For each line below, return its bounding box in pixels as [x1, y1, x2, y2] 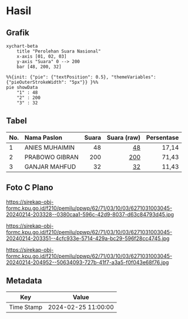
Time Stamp [9, 303, 43, 311]
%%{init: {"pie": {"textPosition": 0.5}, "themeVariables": [6, 74, 157, 80]
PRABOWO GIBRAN [24, 153, 79, 161]
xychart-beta [6, 43, 38, 49]
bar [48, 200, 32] [16, 64, 62, 70]
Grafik [6, 28, 29, 38]
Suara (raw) [106, 133, 141, 142]
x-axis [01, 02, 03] [16, 54, 67, 60]
